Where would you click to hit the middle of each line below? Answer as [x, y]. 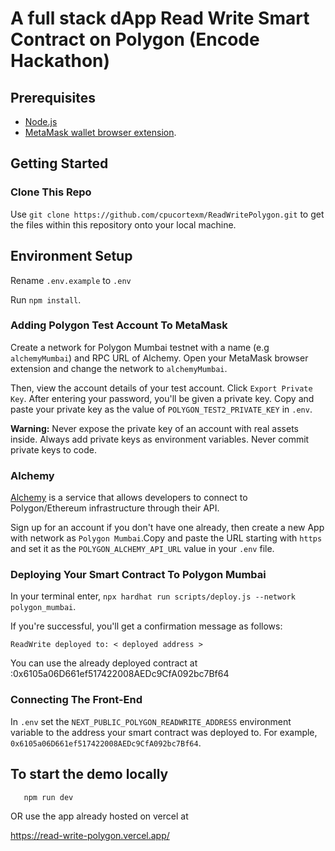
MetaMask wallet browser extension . [100, 132]
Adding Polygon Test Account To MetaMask [119, 325]
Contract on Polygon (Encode [135, 39]
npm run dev [48, 797]
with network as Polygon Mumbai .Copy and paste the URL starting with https [166, 538]
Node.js [41, 121]
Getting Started [59, 163]
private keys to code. [53, 449]
